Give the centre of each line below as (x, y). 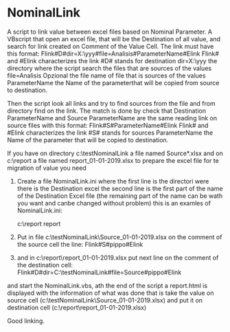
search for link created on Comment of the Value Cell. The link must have (111, 46)
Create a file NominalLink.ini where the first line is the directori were (113, 181)
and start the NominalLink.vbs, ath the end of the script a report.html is (107, 285)
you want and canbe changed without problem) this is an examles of (114, 203)
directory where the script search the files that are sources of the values (109, 68)
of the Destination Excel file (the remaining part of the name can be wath (120, 196)
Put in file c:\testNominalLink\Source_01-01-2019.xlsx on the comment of (119, 237)
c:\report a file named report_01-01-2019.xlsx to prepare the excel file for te (113, 160)
